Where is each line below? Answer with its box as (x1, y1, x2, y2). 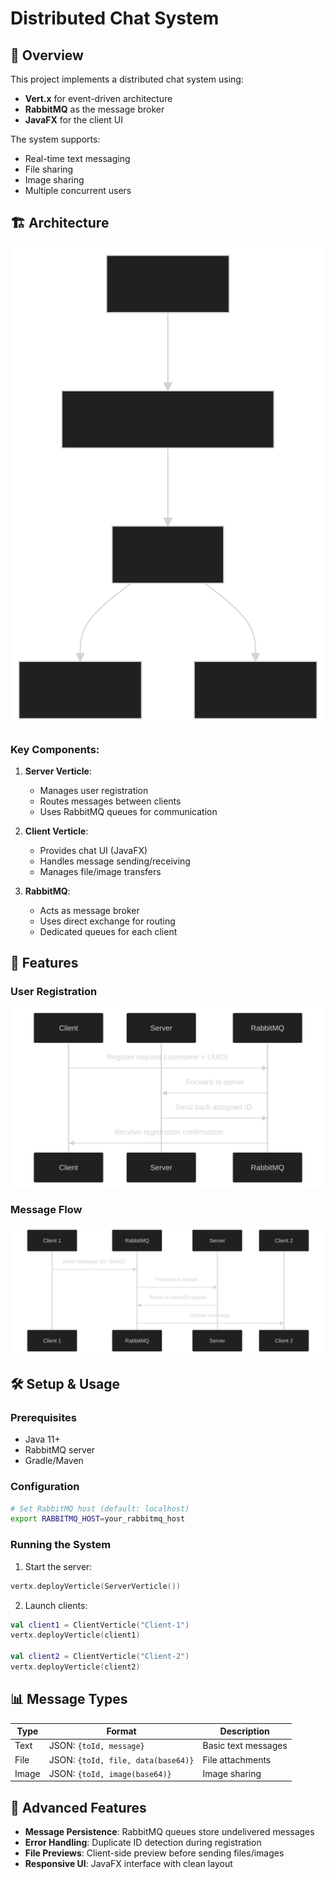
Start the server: (24, 1560, 93, 1572)
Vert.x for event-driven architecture (24, 93, 173, 104)
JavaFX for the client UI (24, 114, 123, 126)
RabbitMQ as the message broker (24, 103, 165, 115)
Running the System (10, 1538, 112, 1552)
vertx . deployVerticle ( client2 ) (10, 1662, 141, 1672)
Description (219, 1725, 270, 1737)
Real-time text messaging (24, 153, 131, 164)
